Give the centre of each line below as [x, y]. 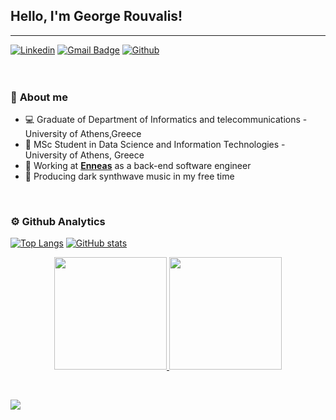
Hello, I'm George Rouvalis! [96, 16]
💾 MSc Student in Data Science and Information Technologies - [155, 145]
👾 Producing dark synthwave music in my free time [129, 176]
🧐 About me [39, 97]
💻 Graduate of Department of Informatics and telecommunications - [166, 120]
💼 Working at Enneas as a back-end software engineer [138, 166]
